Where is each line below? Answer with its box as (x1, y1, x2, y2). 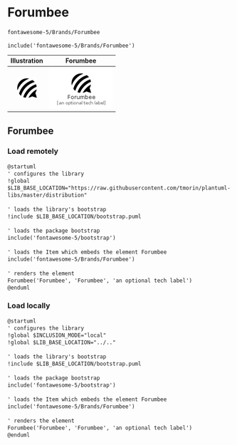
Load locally (7, 300, 51, 310)
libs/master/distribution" (7, 192, 88, 199)
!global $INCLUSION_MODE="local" (7, 332, 107, 339)
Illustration (10, 56, 44, 65)
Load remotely (7, 146, 59, 156)
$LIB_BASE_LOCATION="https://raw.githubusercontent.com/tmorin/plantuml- (7, 184, 231, 192)
